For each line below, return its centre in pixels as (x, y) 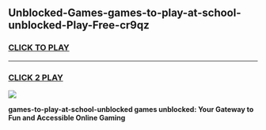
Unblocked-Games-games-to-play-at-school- (125, 13)
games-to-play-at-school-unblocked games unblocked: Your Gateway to (131, 109)
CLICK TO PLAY (39, 48)
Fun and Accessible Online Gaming (67, 117)
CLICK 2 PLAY (36, 77)
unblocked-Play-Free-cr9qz (79, 26)
